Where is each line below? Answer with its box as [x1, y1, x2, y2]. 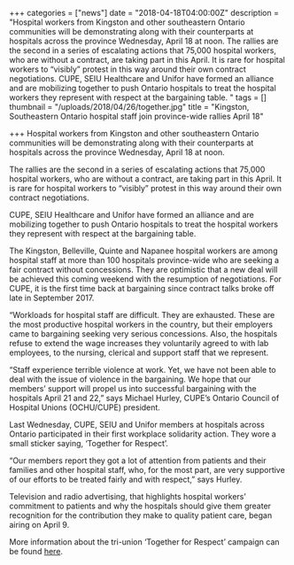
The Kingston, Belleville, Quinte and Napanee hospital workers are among [9, 245, 278, 256]
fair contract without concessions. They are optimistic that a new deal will [9, 265, 278, 275]
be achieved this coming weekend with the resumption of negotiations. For [9, 274, 282, 284]
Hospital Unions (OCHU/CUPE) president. [9, 402, 161, 413]
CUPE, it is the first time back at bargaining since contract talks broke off [9, 283, 275, 293]
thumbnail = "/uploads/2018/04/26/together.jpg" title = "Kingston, [9, 102, 250, 112]
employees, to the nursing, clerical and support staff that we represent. [9, 347, 269, 358]
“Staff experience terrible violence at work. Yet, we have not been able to [9, 365, 276, 375]
